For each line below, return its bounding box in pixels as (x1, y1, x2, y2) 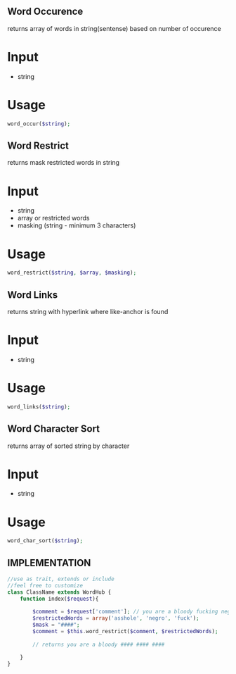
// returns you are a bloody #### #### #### (32, 641, 165, 648)
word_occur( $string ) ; (7, 120, 71, 127)
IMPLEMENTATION (7, 556, 91, 569)
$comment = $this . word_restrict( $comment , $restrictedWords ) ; (32, 628, 218, 635)
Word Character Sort (7, 423, 100, 435)
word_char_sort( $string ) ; (7, 537, 83, 544)
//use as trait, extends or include (7, 575, 114, 583)
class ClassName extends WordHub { (7, 588, 112, 596)
